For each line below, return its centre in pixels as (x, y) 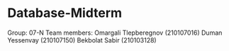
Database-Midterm (65, 13)
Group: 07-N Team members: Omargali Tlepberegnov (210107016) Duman (115, 33)
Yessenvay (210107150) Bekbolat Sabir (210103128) (82, 40)
